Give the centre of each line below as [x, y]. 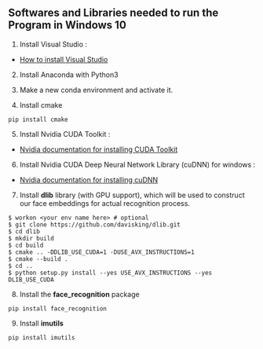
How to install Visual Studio [64, 59]
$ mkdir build [31, 238]
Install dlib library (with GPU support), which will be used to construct [132, 195]
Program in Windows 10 [68, 26]
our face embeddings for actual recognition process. [105, 203]
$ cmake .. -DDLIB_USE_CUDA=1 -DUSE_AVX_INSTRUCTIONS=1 [101, 252]
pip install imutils [42, 337]
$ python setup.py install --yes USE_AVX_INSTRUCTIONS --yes [110, 273]
